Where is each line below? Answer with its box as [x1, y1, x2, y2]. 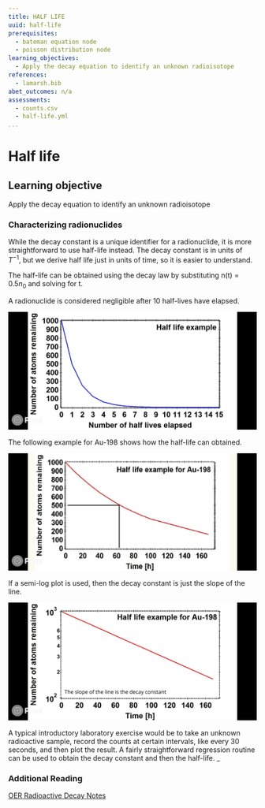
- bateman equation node [15, 38, 97, 46]
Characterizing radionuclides [8, 219, 123, 230]
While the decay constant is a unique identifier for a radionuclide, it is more [8, 237, 252, 247]
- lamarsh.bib [15, 79, 62, 87]
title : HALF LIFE [8, 13, 65, 20]
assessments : [8, 95, 51, 104]
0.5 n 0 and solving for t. [8, 279, 84, 290]
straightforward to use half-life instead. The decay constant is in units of [8, 245, 243, 255]
